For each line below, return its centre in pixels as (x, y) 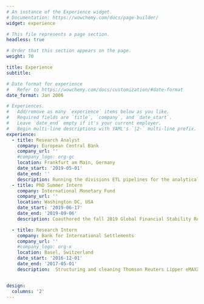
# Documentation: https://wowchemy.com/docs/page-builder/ (83, 18)
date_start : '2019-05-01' (50, 168)
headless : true (25, 40)
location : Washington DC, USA (56, 202)
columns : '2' (28, 291)
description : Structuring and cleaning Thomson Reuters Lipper (100, 269)
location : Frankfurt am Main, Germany (66, 163)
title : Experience (29, 67)
